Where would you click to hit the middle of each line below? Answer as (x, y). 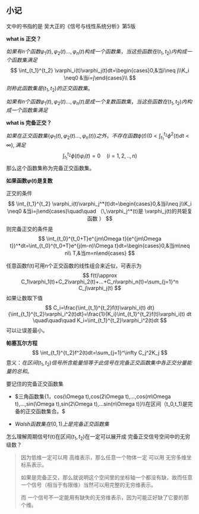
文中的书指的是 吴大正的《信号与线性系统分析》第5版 (71, 26)
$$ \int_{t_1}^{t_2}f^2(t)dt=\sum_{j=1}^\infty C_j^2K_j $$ (100, 352)
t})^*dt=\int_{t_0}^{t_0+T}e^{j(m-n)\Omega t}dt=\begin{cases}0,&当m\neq (100, 245)
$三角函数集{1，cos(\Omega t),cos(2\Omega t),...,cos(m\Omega (93, 396)
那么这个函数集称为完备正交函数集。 (50, 168)
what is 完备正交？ (29, 123)
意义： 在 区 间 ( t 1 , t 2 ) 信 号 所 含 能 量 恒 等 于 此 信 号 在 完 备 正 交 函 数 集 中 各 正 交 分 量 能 (99, 363)
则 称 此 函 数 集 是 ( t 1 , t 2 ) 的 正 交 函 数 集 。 (50, 89)
